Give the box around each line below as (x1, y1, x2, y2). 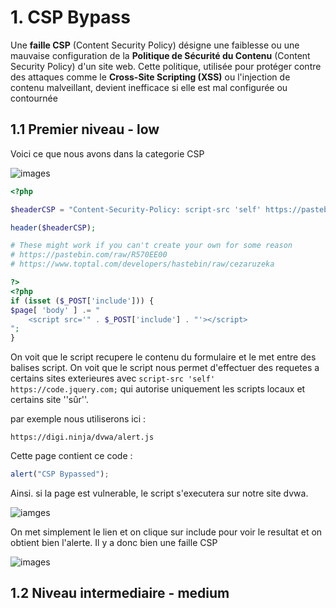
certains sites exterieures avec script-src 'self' (10, 372, 216, 385)
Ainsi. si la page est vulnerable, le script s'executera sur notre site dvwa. (10, 487, 309, 499)
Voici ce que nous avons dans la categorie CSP (10, 147, 205, 160)
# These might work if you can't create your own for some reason (10, 241, 293, 251)
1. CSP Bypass (10, 6, 131, 29)
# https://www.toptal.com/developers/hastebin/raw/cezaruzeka (10, 259, 275, 270)
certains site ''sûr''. (10, 394, 90, 406)
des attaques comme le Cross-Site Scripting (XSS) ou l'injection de (10, 71, 291, 83)
